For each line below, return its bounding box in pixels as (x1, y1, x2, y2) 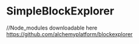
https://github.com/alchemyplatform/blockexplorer (6, 30, 133, 37)
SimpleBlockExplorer (6, 4, 114, 18)
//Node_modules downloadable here (6, 24, 98, 31)
